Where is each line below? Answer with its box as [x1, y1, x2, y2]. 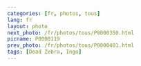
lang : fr [7, 16, 32, 23]
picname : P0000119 [7, 36, 60, 43]
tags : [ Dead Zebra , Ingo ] [7, 49, 82, 56]
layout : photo [7, 23, 48, 30]
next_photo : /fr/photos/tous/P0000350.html [7, 29, 135, 36]
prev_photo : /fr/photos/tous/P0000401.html [7, 42, 135, 49]
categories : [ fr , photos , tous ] [7, 10, 100, 17]
